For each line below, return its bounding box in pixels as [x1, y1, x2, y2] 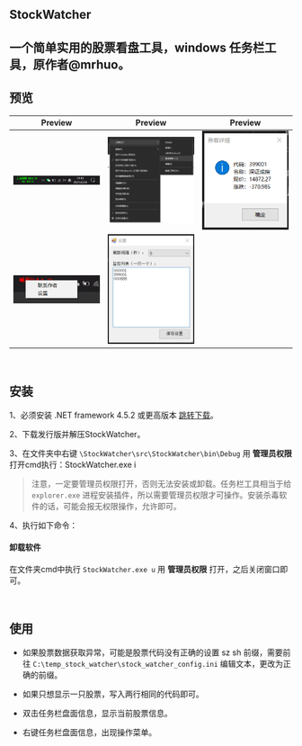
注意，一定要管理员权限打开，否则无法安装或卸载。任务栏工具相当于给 [31, 478, 292, 489]
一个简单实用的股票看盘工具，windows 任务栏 [9, 40, 265, 55]
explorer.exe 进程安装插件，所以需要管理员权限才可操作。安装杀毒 [31, 490, 280, 500]
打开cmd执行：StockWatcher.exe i [9, 459, 137, 470]
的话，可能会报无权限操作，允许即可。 [39, 500, 182, 511]
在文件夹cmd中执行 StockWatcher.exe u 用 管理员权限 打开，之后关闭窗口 [9, 563, 280, 574]
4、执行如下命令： [9, 519, 78, 530]
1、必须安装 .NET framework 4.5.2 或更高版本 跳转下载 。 [9, 409, 218, 420]
